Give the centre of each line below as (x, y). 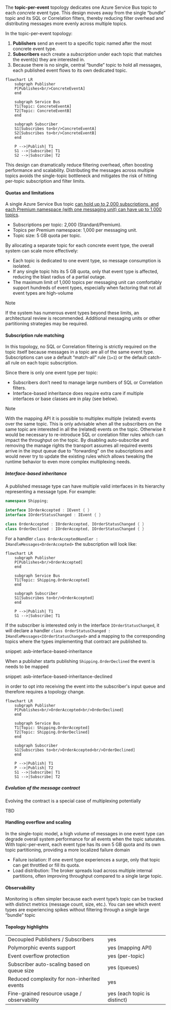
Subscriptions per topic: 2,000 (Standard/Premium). (67, 225)
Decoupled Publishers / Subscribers (51, 940)
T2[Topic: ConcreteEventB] (43, 111)
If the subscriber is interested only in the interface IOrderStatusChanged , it (82, 625)
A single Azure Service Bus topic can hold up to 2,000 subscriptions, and (82, 204)
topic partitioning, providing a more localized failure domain (68, 850)
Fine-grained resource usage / (45, 994)
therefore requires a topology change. (45, 691)
